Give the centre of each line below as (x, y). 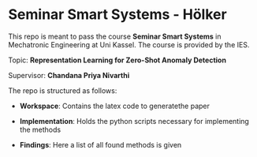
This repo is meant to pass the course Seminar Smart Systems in (115, 36)
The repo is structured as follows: (63, 90)
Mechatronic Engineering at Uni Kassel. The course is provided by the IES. (129, 44)
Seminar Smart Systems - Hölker (117, 15)
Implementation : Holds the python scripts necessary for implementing (134, 121)
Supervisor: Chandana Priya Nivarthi (69, 75)
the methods (40, 129)
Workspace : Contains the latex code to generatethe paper (115, 106)
